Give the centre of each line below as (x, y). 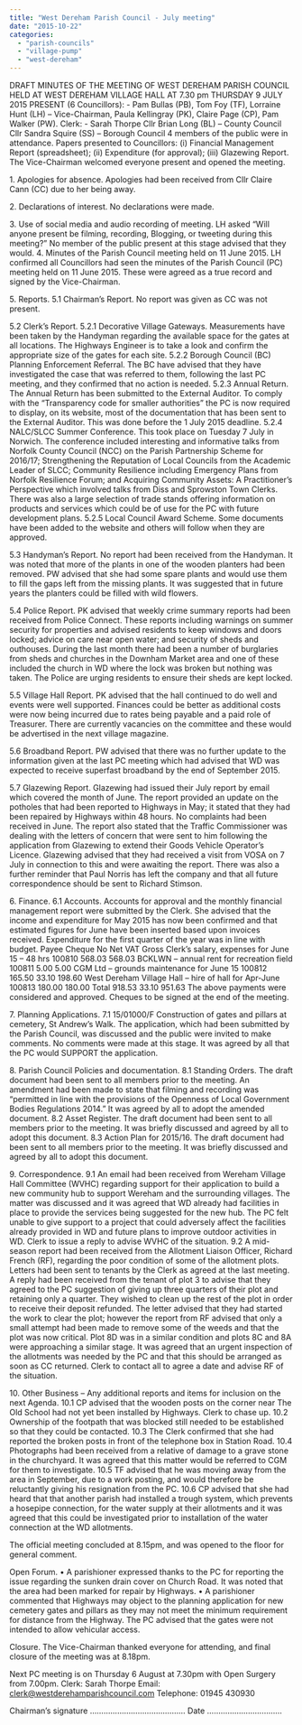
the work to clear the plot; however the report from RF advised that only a (146, 1318)
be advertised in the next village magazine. (89, 733)
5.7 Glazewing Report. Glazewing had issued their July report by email (140, 788)
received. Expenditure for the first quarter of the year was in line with (137, 939)
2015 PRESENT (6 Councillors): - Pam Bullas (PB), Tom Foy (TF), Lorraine (145, 104)
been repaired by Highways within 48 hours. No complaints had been (138, 816)
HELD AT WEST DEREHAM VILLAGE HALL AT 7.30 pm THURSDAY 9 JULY (146, 95)
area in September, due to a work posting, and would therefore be (132, 1479)
